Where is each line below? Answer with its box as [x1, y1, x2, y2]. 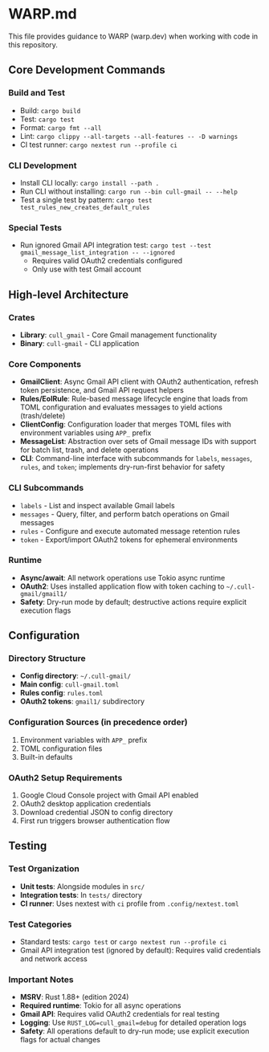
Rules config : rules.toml [19, 688, 104, 698]
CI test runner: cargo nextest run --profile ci [19, 140, 178, 149]
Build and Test [8, 88, 66, 99]
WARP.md [8, 5, 78, 23]
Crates [8, 312, 35, 323]
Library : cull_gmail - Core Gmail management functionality [19, 330, 218, 340]
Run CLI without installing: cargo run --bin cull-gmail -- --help [19, 186, 238, 196]
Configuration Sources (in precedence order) [8, 716, 188, 728]
